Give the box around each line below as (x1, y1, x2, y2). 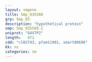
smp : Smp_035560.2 (5, 26, 43, 31)
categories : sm (5, 49, 37, 54)
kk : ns (5, 44, 19, 49)
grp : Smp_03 (5, 16, 30, 21)
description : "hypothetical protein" (5, 21, 84, 26)
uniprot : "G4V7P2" (5, 30, 43, 35)
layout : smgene (5, 7, 37, 12)
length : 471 (5, 35, 35, 40)
